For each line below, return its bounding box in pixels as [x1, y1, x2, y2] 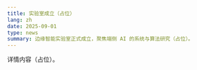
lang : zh [7, 16, 32, 23]
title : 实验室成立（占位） [7, 10, 76, 17]
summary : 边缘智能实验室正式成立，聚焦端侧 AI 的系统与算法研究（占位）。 [7, 36, 194, 43]
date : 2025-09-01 [7, 23, 57, 30]
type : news [7, 29, 39, 36]
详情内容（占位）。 [7, 56, 59, 64]
